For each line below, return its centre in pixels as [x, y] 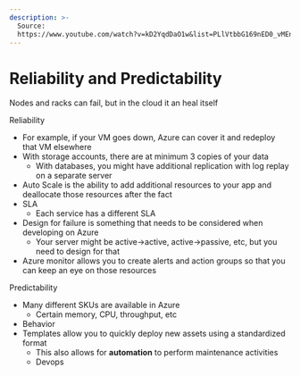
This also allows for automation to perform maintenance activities [157, 353]
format [34, 343]
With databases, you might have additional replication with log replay [162, 166]
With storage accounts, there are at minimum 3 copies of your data [146, 156]
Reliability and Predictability [116, 78]
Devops [50, 362]
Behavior [38, 324]
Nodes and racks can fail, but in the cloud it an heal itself [114, 103]
